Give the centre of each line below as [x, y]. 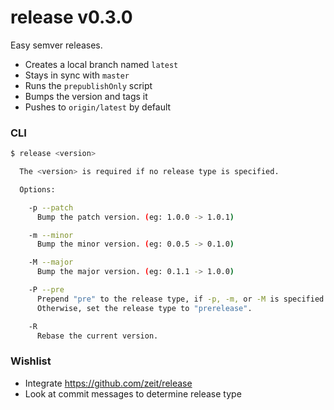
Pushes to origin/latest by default [98, 107]
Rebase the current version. [97, 336]
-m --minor [51, 235]
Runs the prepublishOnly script [88, 85]
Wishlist [31, 361]
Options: [37, 189]
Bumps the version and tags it [86, 96]
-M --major [51, 262]
